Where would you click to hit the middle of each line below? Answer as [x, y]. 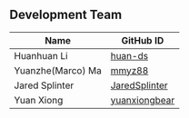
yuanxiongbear [143, 100]
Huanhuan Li [41, 55]
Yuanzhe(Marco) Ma [58, 70]
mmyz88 [129, 70]
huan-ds [129, 55]
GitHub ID [143, 40]
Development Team [66, 15]
